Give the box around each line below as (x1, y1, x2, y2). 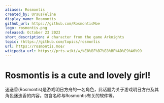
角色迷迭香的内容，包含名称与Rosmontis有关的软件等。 (5, 93, 117, 99)
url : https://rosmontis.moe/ (5, 44, 65, 49)
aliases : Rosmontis (5, 7, 45, 12)
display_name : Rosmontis (5, 16, 56, 21)
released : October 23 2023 (5, 30, 61, 35)
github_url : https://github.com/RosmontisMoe (5, 21, 100, 26)
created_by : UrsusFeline (5, 12, 56, 17)
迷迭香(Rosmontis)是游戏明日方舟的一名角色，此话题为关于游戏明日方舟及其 (5, 87, 159, 93)
